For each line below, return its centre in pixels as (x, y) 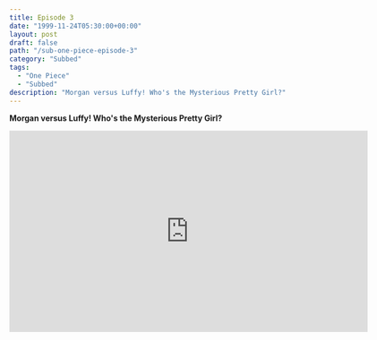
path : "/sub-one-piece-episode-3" (74, 51)
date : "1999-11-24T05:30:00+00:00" (76, 26)
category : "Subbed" (46, 59)
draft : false (34, 42)
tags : (19, 68)
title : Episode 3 (42, 17)
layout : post (34, 34)
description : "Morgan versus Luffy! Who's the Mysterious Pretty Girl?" (148, 92)
